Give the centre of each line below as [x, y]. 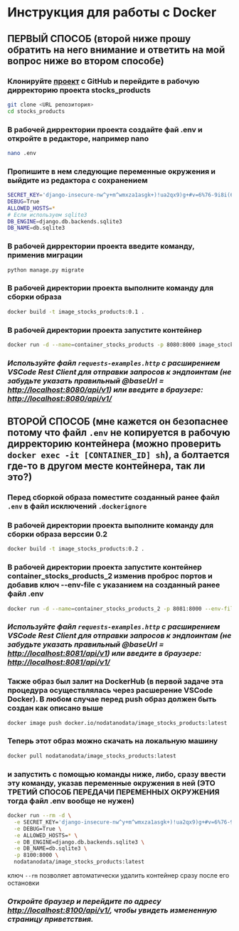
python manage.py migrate [46, 270]
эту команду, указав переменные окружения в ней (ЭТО [111, 783]
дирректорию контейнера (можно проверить [115, 444]
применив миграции [45, 255]
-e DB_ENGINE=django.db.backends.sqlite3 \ [79, 842]
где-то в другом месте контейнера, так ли [106, 466]
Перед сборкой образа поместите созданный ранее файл [113, 497]
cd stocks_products [36, 111]
